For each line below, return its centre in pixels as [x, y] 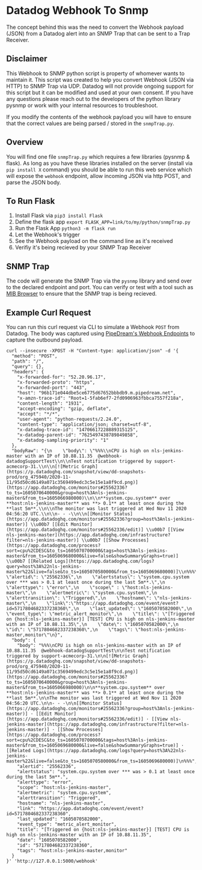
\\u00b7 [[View [165, 530]
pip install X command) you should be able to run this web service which [99, 170]
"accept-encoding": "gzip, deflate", [64, 409]
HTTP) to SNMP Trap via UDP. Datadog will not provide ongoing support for [100, 86]
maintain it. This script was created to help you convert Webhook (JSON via [100, 79]
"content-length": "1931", [51, 403]
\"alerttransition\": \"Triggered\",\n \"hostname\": [79, 598]
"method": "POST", [35, 356]
